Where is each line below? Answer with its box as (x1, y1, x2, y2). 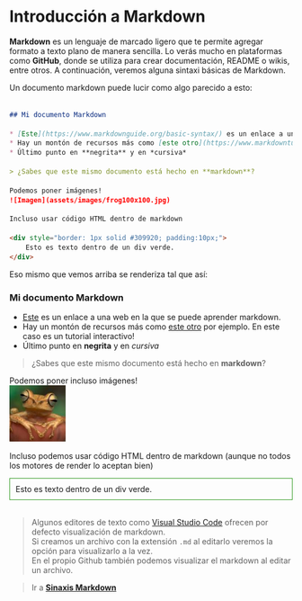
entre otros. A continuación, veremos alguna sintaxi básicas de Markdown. (9, 65, 286, 76)
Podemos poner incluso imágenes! (9, 375, 138, 386)
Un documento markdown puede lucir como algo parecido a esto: (9, 82, 253, 93)
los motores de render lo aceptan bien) (9, 461, 154, 471)
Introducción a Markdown (9, 6, 206, 27)
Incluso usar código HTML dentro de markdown (9, 214, 182, 224)
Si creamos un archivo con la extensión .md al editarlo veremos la (31, 536, 273, 547)
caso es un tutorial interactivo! (22, 331, 135, 342)
